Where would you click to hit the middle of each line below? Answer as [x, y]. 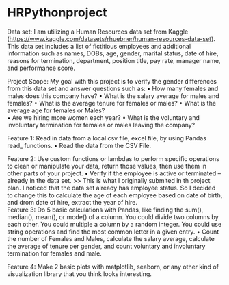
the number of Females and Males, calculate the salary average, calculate [111, 238]
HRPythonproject [57, 13]
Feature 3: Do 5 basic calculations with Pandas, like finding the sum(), [105, 210]
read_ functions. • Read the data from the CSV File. [79, 145]
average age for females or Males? [56, 110]
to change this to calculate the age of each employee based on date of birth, [115, 195]
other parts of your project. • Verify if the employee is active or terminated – [114, 173]
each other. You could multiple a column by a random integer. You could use [114, 224]
